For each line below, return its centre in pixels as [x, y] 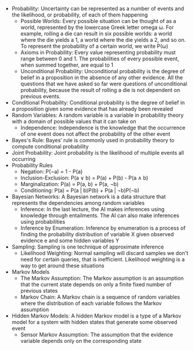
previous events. [41, 96]
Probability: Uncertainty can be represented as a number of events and [98, 9]
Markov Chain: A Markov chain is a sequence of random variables [100, 297]
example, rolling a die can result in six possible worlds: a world [96, 34]
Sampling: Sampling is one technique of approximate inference [88, 247]
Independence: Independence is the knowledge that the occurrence [103, 127]
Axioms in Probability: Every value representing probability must [98, 52]
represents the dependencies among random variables [78, 203]
